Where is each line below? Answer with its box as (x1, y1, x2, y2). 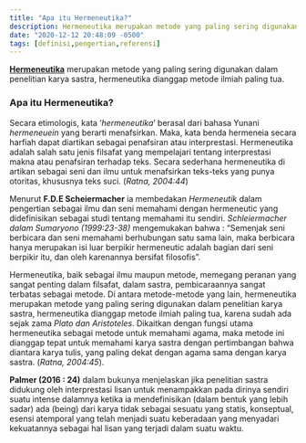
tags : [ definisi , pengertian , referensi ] (9, 38, 161, 48)
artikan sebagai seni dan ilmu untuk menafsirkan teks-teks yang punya (9, 165, 275, 176)
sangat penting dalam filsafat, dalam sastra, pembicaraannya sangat (9, 279, 266, 290)
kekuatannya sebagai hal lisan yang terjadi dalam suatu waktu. (9, 422, 244, 434)
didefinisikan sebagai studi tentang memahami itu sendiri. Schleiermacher (9, 212, 287, 224)
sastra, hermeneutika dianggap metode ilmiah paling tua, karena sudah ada (9, 308, 292, 319)
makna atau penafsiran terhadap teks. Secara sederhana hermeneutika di (9, 156, 285, 167)
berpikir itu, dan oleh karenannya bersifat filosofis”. (9, 251, 201, 262)
